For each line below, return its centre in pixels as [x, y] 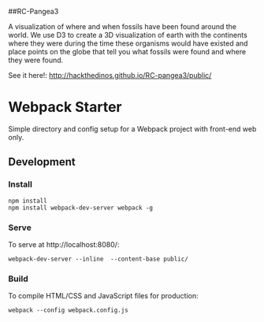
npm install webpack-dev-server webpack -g [81, 208]
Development [42, 162]
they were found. [36, 60]
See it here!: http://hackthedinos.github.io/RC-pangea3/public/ [110, 75]
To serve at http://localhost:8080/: [64, 244]
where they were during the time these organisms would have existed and [128, 43]
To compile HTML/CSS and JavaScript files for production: [103, 296]
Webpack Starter [65, 107]
